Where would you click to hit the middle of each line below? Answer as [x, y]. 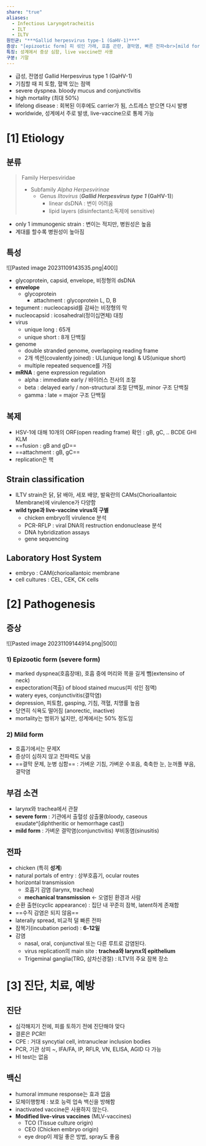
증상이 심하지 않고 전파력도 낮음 [53, 756]
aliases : [17, 18]
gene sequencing [46, 539]
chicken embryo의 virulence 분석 [65, 518]
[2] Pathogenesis [51, 604]
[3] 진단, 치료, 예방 [51, 986]
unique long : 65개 [47, 329]
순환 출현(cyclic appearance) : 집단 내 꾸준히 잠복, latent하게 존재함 [97, 905]
